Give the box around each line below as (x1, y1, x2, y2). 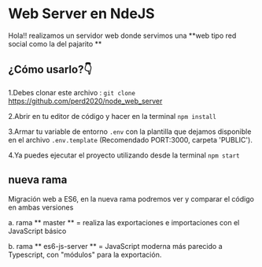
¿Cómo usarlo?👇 (8, 63, 93, 76)
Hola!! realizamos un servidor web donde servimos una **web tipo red (8, 31, 237, 40)
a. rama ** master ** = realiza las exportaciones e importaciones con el (8, 217, 240, 227)
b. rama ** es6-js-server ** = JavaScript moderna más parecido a (8, 241, 223, 250)
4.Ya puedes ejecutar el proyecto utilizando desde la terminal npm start (8, 150, 240, 160)
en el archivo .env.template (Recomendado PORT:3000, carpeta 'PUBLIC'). (8, 135, 253, 144)
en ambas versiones (8, 202, 74, 212)
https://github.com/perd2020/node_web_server (8, 96, 163, 106)
